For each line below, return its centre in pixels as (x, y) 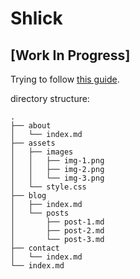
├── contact (35, 248)
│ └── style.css (48, 187)
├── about (31, 126)
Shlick (36, 18)
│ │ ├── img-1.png (57, 161)
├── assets (33, 143)
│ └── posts (40, 213)
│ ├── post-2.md (57, 231)
